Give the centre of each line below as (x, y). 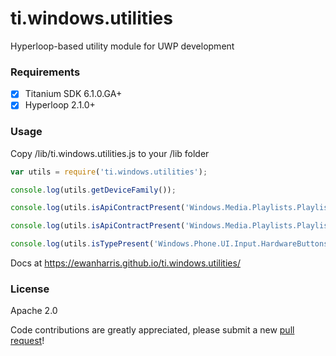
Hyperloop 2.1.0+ (60, 105)
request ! (27, 341)
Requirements (45, 72)
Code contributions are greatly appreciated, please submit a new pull (152, 330)
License (30, 289)
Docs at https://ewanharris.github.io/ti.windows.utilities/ (125, 263)
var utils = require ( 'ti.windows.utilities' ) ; (109, 172)
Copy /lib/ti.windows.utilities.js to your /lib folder (110, 153)
